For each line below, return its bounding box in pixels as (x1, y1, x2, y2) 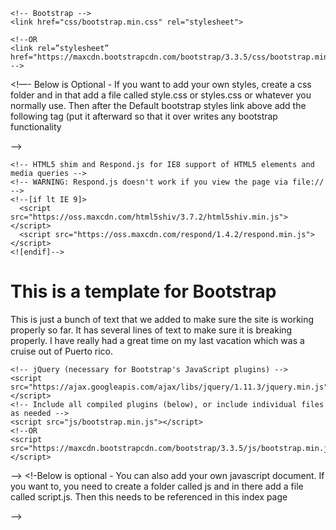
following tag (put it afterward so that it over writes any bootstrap (10, 110, 278, 122)
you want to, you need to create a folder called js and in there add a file (10, 480, 304, 492)
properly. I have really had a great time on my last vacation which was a (10, 334, 305, 346)
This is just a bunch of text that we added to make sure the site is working (10, 313, 315, 325)
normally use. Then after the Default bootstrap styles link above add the (10, 100, 307, 111)
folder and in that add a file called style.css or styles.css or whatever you (10, 89, 312, 101)
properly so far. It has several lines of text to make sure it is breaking (10, 324, 293, 336)
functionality (10, 121, 62, 133)
